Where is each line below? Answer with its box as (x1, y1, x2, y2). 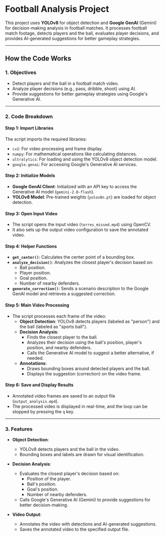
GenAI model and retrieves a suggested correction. (12, 291, 116, 297)
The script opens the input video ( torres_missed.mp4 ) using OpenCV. (12, 222, 151, 228)
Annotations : (19, 360, 47, 366)
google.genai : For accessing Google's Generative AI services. (12, 161, 137, 167)
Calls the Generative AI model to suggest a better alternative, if (27, 350, 155, 356)
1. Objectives (5, 69, 37, 76)
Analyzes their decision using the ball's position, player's (27, 339, 142, 345)
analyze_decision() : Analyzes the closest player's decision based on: (12, 260, 153, 266)
